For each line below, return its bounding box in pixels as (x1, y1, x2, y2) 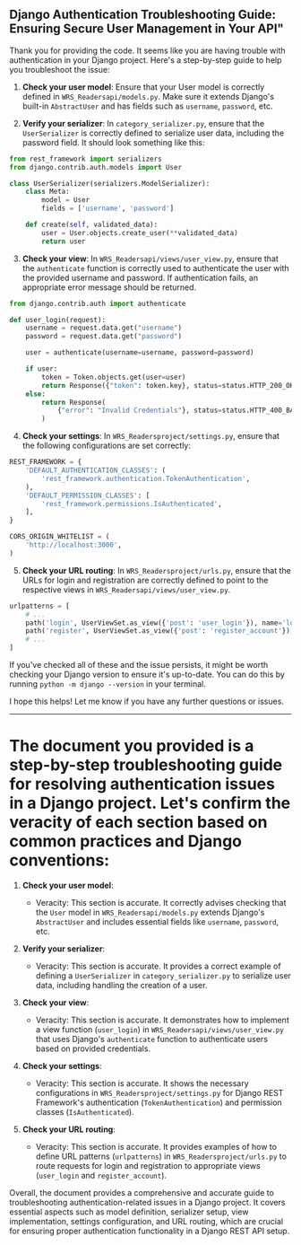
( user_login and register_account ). (35, 1170, 168, 1180)
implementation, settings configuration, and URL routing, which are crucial (9, 1216, 284, 1226)
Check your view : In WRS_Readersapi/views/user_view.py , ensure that (21, 253, 279, 264)
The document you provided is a (9, 736, 254, 757)
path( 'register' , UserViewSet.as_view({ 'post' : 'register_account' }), (25, 627, 295, 636)
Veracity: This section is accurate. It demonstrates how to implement (35, 1014, 289, 1025)
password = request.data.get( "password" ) (25, 332, 182, 341)
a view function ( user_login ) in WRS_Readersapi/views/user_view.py (35, 1024, 284, 1035)
